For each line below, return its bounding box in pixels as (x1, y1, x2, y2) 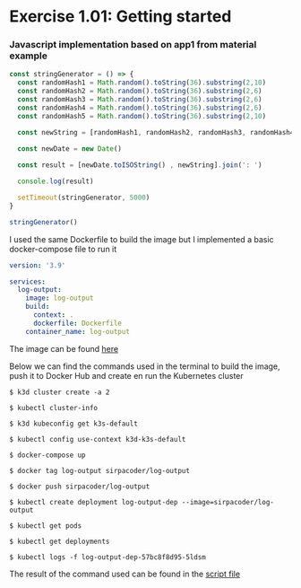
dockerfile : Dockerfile (32, 319, 123, 328)
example (9, 49, 47, 62)
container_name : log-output (25, 327, 130, 336)
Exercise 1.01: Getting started (9, 6, 232, 27)
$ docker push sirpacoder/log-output (9, 482, 150, 491)
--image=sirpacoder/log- (181, 497, 275, 506)
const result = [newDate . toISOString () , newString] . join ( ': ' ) (17, 161, 262, 170)
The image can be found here (9, 343, 119, 354)
